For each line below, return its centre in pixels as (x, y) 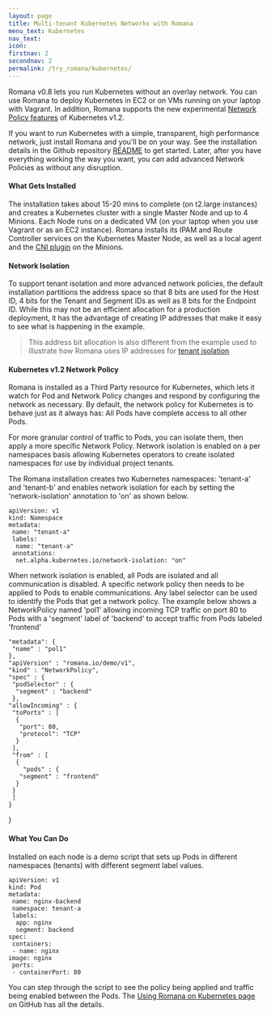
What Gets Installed (42, 186)
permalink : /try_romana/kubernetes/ (70, 69)
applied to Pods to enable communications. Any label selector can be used (133, 593)
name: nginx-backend (47, 901)
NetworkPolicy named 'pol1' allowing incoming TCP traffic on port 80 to (127, 610)
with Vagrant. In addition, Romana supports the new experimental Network (133, 108)
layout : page (30, 16)
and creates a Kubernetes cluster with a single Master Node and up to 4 (128, 212)
